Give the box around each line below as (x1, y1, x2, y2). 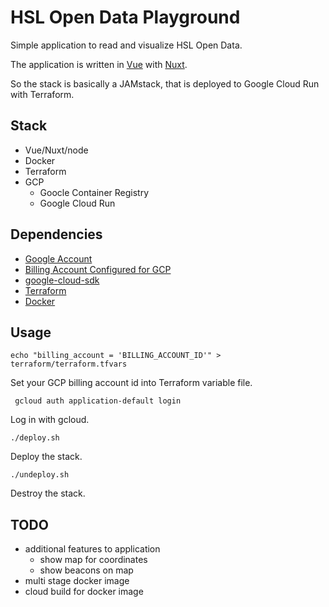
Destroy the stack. (10, 487, 86, 500)
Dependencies (10, 226, 103, 243)
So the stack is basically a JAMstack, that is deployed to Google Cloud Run (10, 77, 320, 90)
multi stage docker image (24, 575, 130, 587)
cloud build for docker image (24, 586, 144, 598)
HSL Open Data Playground (10, 6, 241, 29)
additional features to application (24, 543, 161, 555)
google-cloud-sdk (24, 274, 100, 286)
